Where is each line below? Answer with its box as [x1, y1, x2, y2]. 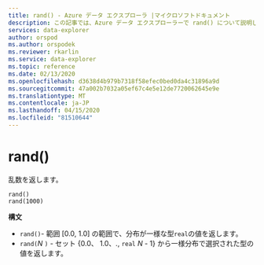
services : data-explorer [8, 26, 90, 34]
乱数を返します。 [8, 175, 63, 184]
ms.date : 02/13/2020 [8, 70, 76, 78]
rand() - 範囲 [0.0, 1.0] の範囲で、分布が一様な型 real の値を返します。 [19, 229, 243, 238]
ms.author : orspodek [8, 41, 76, 49]
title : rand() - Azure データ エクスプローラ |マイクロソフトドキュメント [8, 11, 230, 20]
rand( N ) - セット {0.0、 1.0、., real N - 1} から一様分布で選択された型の [19, 238, 254, 248]
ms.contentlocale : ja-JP [8, 99, 90, 107]
